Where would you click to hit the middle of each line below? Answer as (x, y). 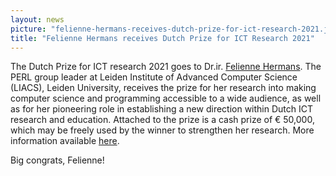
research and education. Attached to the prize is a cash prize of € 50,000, (162, 120)
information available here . (65, 141)
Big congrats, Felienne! (57, 160)
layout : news (37, 19)
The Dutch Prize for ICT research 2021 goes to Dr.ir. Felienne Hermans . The (166, 67)
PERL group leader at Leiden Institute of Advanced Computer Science (154, 77)
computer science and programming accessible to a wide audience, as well (166, 98)
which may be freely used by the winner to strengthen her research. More (162, 130)
